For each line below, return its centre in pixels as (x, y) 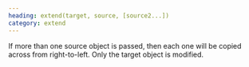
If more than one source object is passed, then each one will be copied (125, 45)
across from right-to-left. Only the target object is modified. (106, 54)
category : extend (37, 23)
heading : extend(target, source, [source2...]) (89, 16)
